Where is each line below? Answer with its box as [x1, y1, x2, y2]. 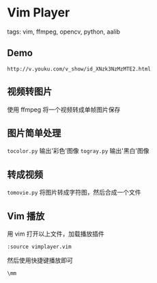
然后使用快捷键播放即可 [7, 256, 73, 264]
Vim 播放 [7, 210, 45, 222]
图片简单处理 [7, 127, 61, 138]
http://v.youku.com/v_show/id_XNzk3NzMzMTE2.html [7, 65, 152, 73]
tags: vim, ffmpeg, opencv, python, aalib [7, 27, 121, 36]
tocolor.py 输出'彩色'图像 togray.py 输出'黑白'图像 [7, 147, 149, 155]
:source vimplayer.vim [7, 243, 72, 250]
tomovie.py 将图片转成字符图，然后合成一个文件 [7, 188, 141, 197]
